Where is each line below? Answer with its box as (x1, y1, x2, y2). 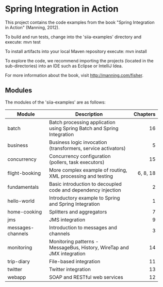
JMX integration (49, 250, 86, 257)
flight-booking (7, 169, 41, 176)
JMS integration (49, 216, 86, 223)
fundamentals (7, 183, 39, 190)
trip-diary (7, 258, 30, 265)
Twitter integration (49, 266, 91, 272)
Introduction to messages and (49, 224, 117, 231)
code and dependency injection (49, 186, 121, 193)
